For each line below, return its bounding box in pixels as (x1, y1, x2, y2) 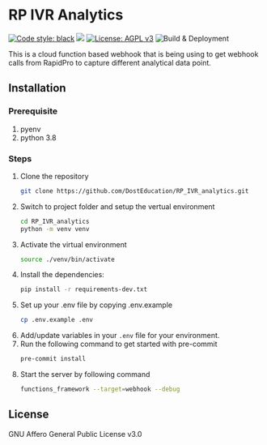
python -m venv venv (19, 225, 90, 233)
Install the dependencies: (19, 270, 105, 280)
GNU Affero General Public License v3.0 (8, 429, 142, 439)
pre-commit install (19, 355, 87, 363)
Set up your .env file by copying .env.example (19, 300, 172, 310)
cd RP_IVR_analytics (19, 217, 90, 225)
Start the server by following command (19, 370, 150, 379)
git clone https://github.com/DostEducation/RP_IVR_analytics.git (19, 186, 249, 195)
